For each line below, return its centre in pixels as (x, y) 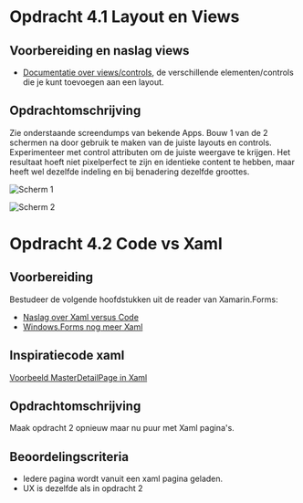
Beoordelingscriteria (69, 457)
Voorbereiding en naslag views (99, 51)
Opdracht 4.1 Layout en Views (125, 17)
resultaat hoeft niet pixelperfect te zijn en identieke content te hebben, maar (152, 162)
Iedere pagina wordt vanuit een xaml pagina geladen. (123, 479)
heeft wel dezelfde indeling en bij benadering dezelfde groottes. (130, 172)
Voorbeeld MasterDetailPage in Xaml (78, 377)
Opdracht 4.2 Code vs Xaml (116, 244)
